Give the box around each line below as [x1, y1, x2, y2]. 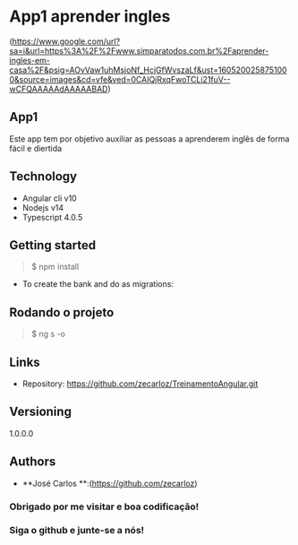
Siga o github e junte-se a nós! [9, 524, 145, 537]
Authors [9, 454, 56, 470]
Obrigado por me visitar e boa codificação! [9, 500, 200, 513]
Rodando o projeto [9, 305, 115, 320]
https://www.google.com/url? [12, 36, 121, 47]
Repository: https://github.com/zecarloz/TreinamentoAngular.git [21, 378, 259, 389]
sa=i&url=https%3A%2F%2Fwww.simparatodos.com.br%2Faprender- [9, 45, 269, 56]
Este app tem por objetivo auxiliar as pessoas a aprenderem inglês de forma [9, 133, 290, 144]
